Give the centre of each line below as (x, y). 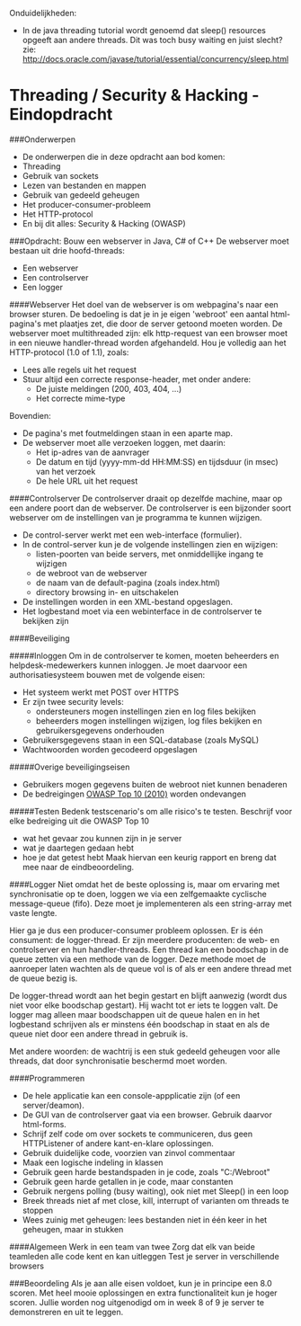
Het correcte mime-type (80, 398)
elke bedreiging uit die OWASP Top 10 (80, 821)
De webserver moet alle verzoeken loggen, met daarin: (124, 442)
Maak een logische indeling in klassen (93, 1162)
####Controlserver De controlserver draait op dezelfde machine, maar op (146, 498)
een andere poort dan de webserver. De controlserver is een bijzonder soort (150, 508)
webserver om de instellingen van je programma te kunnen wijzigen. (136, 517)
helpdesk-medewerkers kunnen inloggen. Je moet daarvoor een (128, 665)
